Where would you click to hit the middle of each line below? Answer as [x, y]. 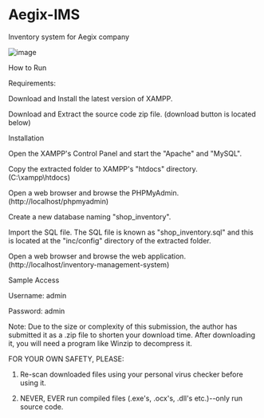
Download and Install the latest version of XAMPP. [91, 98]
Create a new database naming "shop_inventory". [90, 216]
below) [20, 122]
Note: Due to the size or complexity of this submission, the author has [123, 326]
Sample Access [34, 280]
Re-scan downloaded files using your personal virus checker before [131, 374]
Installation [26, 138]
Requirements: [32, 83]
